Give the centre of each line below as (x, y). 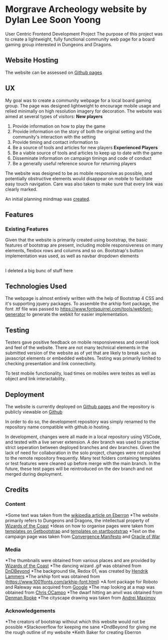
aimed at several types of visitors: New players (54, 116)
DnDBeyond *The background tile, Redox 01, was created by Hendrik (77, 571)
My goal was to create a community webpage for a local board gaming (78, 100)
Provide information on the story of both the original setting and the (82, 131)
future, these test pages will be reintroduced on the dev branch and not (79, 469)
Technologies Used (36, 287)
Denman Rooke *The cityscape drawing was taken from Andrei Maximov (80, 598)
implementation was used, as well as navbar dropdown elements (72, 256)
